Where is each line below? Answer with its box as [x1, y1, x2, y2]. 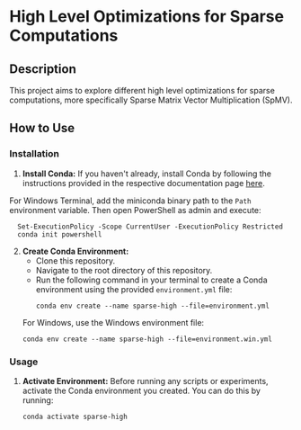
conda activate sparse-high [22, 412, 128, 421]
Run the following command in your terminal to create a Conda [35, 274, 268, 285]
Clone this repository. [35, 255, 116, 266]
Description [9, 61, 76, 76]
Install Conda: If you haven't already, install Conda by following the [22, 168, 272, 179]
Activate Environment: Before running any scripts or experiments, [22, 375, 269, 386]
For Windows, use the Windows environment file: [22, 317, 205, 327]
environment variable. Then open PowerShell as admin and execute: [9, 204, 262, 215]
